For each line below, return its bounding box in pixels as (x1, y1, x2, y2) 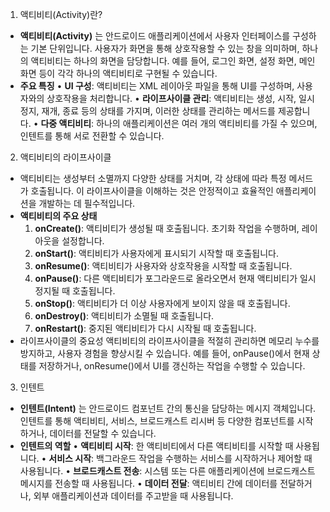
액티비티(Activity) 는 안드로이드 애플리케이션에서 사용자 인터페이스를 (19, 30, 291, 42)
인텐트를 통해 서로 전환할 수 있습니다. (19, 130, 165, 142)
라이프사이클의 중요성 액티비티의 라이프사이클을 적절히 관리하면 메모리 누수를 (19, 335, 320, 347)
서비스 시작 (48, 453, 92, 464)
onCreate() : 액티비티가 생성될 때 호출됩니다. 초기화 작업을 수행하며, (34, 223, 300, 234)
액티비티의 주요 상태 (19, 210, 98, 222)
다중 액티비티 (40, 118, 92, 129)
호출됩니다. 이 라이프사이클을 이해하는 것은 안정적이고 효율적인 (30, 185, 274, 197)
